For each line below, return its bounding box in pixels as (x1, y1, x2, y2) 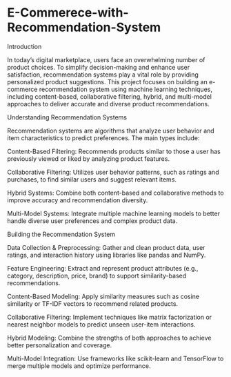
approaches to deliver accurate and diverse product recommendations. (7, 99, 210, 108)
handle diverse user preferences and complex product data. (7, 216, 178, 225)
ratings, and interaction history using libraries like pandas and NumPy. (7, 251, 206, 259)
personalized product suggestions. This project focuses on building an (7, 77, 208, 86)
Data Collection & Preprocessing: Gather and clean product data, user (7, 243, 205, 251)
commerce (7, 85, 38, 93)
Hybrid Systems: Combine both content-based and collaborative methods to (7, 188, 224, 197)
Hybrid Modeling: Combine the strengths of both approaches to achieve (7, 333, 212, 342)
